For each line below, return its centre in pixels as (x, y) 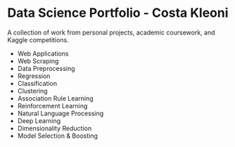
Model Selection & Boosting (58, 136)
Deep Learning (39, 120)
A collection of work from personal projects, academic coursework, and (112, 32)
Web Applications (43, 53)
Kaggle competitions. (38, 39)
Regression (34, 76)
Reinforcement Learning (52, 106)
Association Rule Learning (55, 98)
